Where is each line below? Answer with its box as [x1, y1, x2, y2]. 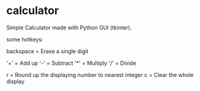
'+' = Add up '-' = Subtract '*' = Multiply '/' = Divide [6, 59, 136, 67]
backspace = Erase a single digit [6, 47, 89, 55]
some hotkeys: [6, 35, 43, 43]
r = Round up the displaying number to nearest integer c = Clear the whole [6, 71, 194, 78]
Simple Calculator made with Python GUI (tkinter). [6, 24, 132, 31]
